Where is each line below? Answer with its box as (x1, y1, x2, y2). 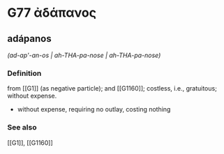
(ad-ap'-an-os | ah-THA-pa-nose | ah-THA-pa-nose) (7, 51, 161, 59)
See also (7, 123, 37, 132)
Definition (7, 68, 42, 78)
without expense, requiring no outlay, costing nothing (17, 105, 171, 114)
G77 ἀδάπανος (7, 5, 96, 21)
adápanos (7, 33, 52, 45)
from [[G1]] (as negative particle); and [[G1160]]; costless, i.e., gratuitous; (7, 84, 218, 93)
